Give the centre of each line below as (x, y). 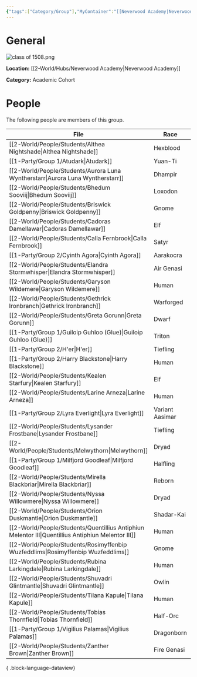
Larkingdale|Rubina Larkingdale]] (55, 569)
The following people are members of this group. (65, 120)
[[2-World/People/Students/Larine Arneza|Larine (77, 393)
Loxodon (165, 191)
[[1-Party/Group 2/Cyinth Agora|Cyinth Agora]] (75, 255)
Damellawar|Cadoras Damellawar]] (57, 229)
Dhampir (165, 174)
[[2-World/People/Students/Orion (56, 511)
